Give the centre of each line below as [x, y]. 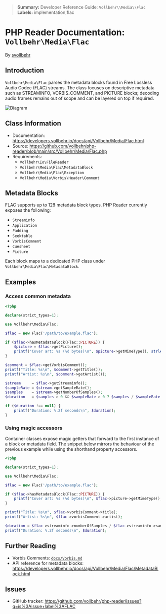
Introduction [25, 71]
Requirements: [27, 156]
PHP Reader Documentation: [65, 32]
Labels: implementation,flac [46, 12]
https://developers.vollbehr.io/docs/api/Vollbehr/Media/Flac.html [78, 140]
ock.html [21, 574]
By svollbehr [18, 55]
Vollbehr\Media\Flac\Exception [52, 173]
